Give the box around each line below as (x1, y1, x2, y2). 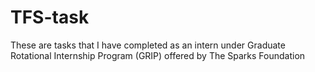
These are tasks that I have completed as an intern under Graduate (10, 39, 286, 51)
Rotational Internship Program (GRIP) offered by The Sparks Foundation (10, 49, 306, 61)
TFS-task (10, 6, 90, 29)
